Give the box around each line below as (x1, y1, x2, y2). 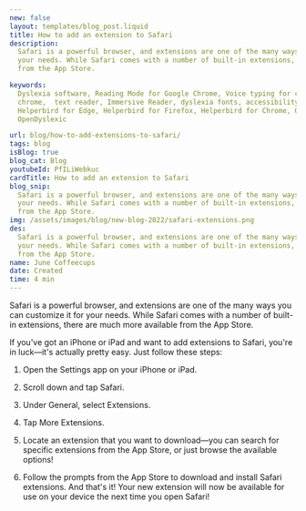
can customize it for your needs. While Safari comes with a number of (9, 310, 271, 320)
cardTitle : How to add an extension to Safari (9, 173, 189, 182)
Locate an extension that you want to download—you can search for (22, 434, 280, 445)
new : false (9, 13, 51, 23)
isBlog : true (9, 148, 59, 158)
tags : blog (9, 139, 51, 148)
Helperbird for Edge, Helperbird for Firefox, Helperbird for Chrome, (17, 106, 291, 115)
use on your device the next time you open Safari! (22, 491, 210, 502)
